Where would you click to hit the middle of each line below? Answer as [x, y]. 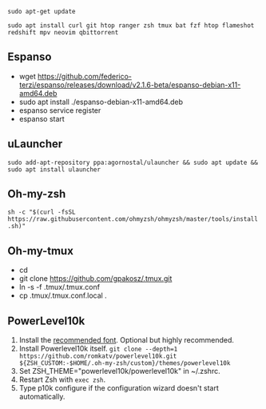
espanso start [42, 118]
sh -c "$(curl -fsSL [42, 212]
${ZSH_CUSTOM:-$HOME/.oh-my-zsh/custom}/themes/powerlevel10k [125, 363]
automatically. [42, 397]
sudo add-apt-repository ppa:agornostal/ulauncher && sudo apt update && [133, 162]
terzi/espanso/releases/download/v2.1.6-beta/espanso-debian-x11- [130, 85]
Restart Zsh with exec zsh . [62, 379]
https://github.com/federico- [85, 76]
